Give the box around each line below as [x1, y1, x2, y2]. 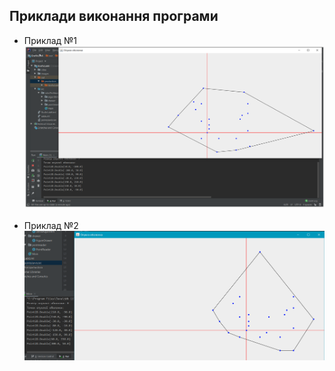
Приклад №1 [23, 34, 78, 46]
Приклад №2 [23, 220, 79, 232]
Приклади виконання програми [9, 8, 219, 25]
